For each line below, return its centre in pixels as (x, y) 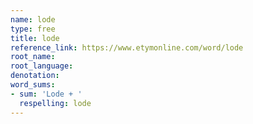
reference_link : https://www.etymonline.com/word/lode (127, 47)
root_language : (42, 66)
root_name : (33, 57)
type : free (33, 29)
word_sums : (33, 85)
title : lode (35, 38)
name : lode (33, 19)
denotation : (35, 76)
